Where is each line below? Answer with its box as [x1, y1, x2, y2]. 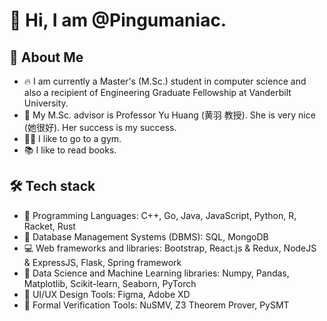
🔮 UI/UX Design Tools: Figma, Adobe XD [23, 288, 191, 300]
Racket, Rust [23, 220, 76, 232]
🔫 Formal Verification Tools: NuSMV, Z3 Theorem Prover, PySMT [23, 299, 290, 311]
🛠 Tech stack [9, 178, 96, 195]
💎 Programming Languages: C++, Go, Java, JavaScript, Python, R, [23, 209, 297, 221]
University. [23, 97, 69, 109]
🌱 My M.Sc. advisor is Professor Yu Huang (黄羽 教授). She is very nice [23, 109, 316, 121]
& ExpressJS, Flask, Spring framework [23, 256, 182, 268]
